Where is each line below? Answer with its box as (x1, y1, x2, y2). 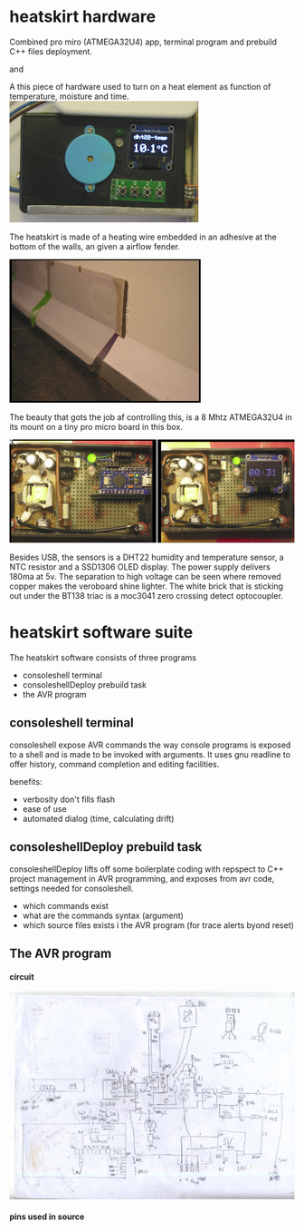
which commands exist (22, 900, 109, 911)
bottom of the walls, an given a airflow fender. (9, 240, 181, 251)
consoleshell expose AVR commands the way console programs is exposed (9, 739, 291, 750)
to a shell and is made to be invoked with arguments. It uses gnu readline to (9, 748, 291, 759)
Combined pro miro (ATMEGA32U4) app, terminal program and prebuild (9, 36, 278, 47)
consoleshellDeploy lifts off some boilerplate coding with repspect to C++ (9, 864, 284, 874)
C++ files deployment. (9, 45, 93, 56)
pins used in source (9, 1211, 85, 1222)
